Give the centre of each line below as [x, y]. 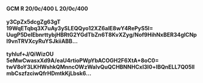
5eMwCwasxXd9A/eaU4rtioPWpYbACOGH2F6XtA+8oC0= [83, 61]
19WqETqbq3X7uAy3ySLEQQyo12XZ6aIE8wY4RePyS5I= [80, 28]
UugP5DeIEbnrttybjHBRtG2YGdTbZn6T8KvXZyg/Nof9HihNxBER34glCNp [102, 35]
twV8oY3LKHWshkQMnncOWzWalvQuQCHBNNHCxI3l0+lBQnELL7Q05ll [101, 67]
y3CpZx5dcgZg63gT [33, 22]
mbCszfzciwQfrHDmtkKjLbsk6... [49, 73]
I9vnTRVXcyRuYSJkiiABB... [42, 41]
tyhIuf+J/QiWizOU [30, 54]
